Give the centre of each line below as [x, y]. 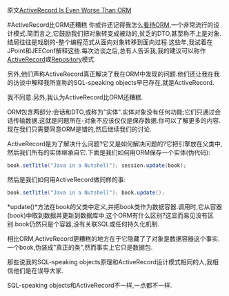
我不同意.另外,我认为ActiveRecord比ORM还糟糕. [75, 97]
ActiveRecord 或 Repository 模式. [52, 59]
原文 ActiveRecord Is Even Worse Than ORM [69, 10]
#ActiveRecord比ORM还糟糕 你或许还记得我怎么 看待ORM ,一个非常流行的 [110, 25]
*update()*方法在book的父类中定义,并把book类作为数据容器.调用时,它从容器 [115, 206]
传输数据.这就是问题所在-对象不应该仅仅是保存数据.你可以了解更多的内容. [117, 120]
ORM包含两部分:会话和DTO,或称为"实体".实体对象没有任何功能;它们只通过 [111, 112]
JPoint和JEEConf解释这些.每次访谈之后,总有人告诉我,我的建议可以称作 [107, 51]
